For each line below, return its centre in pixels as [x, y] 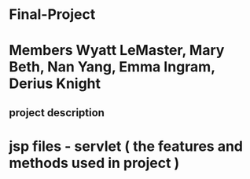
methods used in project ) [94, 163]
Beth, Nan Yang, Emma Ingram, [112, 67]
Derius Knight [55, 84]
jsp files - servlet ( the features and [126, 146]
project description [57, 113]
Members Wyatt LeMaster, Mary [117, 51]
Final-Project [52, 15]
